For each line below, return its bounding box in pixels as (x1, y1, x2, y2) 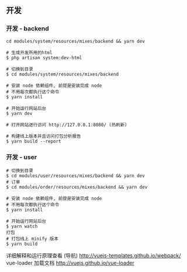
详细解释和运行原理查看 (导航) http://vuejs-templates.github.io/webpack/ (6, 251, 181, 259)
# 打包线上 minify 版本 (6, 236, 58, 242)
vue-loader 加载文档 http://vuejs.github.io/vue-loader (6, 259, 134, 266)
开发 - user (6, 153, 37, 161)
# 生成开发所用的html (6, 49, 53, 56)
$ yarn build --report (6, 138, 61, 144)
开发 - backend (6, 25, 50, 33)
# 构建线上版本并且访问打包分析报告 (6, 133, 81, 139)
